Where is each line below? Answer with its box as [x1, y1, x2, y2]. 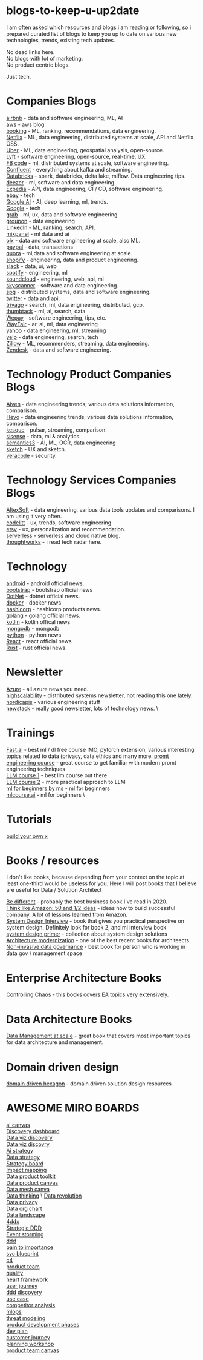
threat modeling [6, 1315, 46, 1322]
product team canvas [6, 1347, 59, 1354]
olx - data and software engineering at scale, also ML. [6, 236, 141, 244]
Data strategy [6, 1153, 40, 1161]
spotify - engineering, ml [6, 269, 68, 276]
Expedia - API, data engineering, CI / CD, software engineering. [6, 185, 164, 192]
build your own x [6, 832, 48, 840]
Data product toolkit [6, 1173, 56, 1180]
